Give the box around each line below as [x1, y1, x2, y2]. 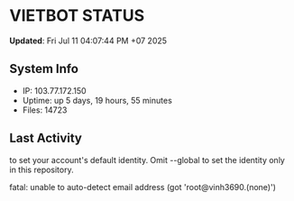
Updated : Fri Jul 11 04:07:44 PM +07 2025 [9, 35, 168, 46]
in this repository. [9, 164, 74, 175]
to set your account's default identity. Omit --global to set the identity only [9, 154, 286, 165]
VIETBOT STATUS [9, 5, 145, 26]
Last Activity [9, 131, 83, 146]
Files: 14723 [22, 105, 68, 115]
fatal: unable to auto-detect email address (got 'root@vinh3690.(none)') [9, 181, 277, 192]
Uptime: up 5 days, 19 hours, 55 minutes [22, 95, 173, 105]
